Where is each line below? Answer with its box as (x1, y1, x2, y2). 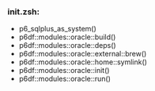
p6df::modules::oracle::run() (18, 74, 112, 84)
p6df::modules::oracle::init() (18, 66, 110, 75)
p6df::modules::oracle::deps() (18, 41, 116, 50)
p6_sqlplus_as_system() (18, 24, 96, 34)
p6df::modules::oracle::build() (18, 32, 116, 42)
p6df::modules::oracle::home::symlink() (18, 57, 148, 67)
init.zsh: (7, 6, 40, 17)
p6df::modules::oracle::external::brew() (18, 49, 147, 59)
